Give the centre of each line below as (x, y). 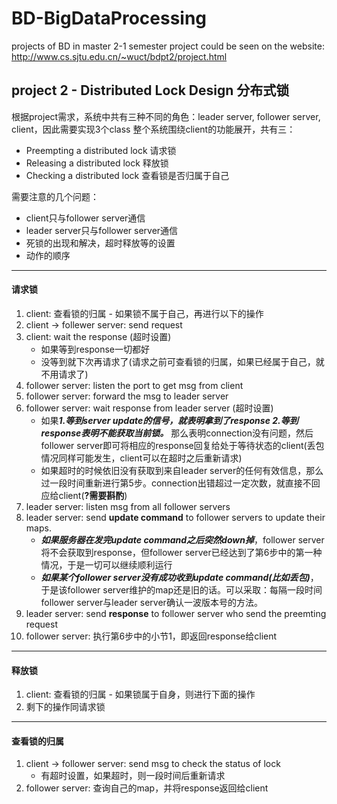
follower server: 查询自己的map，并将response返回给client (147, 788)
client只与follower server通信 (85, 218)
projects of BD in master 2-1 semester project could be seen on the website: (168, 46)
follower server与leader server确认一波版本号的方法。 (151, 602)
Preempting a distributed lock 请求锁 (101, 150)
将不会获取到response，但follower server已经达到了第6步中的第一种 (181, 552)
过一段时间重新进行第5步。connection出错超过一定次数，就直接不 (176, 483)
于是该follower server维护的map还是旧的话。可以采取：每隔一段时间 (181, 589)
